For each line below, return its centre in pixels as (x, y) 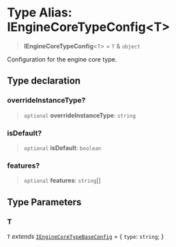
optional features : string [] (62, 181)
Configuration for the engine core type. (62, 59)
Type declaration (44, 81)
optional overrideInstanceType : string (80, 115)
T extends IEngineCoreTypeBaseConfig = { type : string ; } (86, 236)
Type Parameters (44, 202)
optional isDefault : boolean (62, 148)
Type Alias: (40, 13)
